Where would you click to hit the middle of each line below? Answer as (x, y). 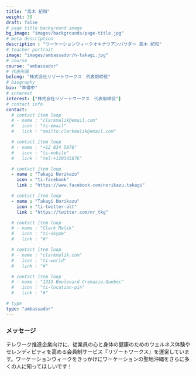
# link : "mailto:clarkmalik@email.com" (64, 132)
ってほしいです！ (52, 366)
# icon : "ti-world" (39, 260)
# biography (20, 83)
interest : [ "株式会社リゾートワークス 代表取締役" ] (63, 98)
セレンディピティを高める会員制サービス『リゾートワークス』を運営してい (95, 352)
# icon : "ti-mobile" (40, 153)
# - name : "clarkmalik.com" (47, 255)
